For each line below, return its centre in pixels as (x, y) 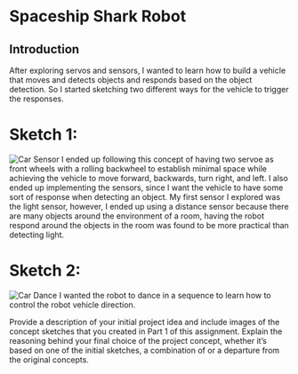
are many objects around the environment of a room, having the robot (137, 216)
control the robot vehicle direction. (72, 305)
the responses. (36, 99)
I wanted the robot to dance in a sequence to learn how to (165, 295)
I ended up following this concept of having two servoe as (167, 159)
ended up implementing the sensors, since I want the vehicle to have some (146, 187)
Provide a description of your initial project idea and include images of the (145, 322)
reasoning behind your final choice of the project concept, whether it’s (138, 340)
